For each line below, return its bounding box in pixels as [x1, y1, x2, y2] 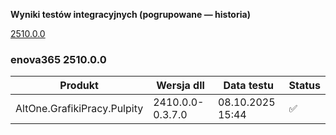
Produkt [59, 79, 99, 93]
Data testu [223, 79, 274, 93]
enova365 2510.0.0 [10, 52, 107, 66]
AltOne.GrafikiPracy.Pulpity [15, 102, 144, 116]
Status [288, 79, 321, 93]
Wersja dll [156, 79, 205, 93]
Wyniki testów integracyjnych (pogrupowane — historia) [10, 9, 251, 20]
